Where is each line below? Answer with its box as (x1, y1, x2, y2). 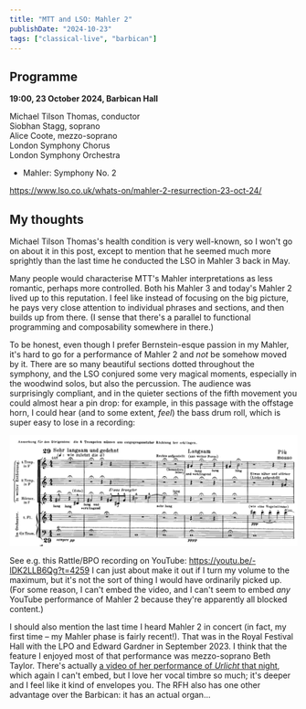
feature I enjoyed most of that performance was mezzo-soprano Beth (9, 650, 271, 661)
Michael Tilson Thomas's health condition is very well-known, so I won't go (9, 236, 293, 247)
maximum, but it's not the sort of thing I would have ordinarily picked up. (9, 574, 282, 585)
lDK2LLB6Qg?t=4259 (9, 565, 90, 576)
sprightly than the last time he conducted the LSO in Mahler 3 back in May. (9, 256, 290, 266)
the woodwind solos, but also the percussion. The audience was (9, 378, 251, 388)
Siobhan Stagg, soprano (9, 121, 100, 132)
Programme (9, 69, 79, 84)
